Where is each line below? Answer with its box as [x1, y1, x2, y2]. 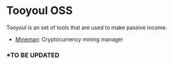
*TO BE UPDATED [6, 51, 60, 59]
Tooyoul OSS [6, 4, 73, 18]
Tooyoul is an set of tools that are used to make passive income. [6, 24, 168, 31]
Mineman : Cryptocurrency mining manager [15, 35, 124, 43]
